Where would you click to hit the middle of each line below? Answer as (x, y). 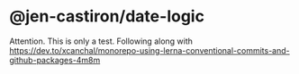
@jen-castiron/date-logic (107, 16)
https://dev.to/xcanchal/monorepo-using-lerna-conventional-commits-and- (149, 50)
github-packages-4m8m (55, 60)
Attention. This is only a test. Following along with (101, 41)
